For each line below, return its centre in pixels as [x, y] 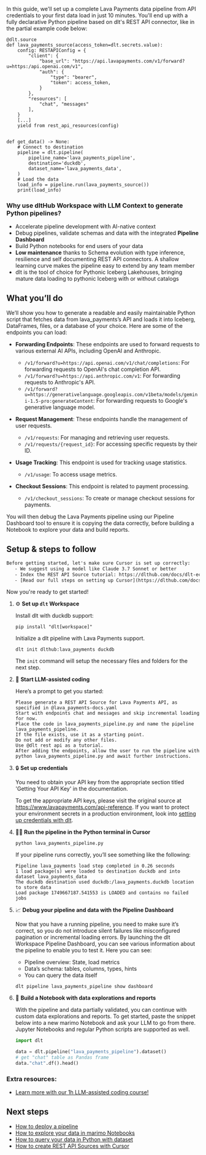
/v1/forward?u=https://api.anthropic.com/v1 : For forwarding [102, 376]
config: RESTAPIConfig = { [52, 50]
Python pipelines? [34, 213]
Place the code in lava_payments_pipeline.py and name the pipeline [105, 724]
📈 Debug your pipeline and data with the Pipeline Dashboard [94, 910]
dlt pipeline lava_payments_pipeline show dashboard [84, 987]
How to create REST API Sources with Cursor [72, 1146]
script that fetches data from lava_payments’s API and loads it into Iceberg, [101, 319]
